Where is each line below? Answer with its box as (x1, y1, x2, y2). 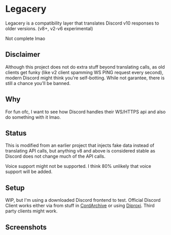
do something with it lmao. (5, 114, 61, 120)
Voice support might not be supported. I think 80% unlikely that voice (5, 163, 152, 169)
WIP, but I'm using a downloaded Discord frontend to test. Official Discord (5, 197, 161, 203)
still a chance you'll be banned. (5, 80, 71, 86)
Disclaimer (5, 50, 40, 59)
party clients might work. (5, 208, 58, 214)
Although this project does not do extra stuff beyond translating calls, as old (5, 63, 165, 70)
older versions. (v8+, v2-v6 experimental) (5, 25, 93, 31)
